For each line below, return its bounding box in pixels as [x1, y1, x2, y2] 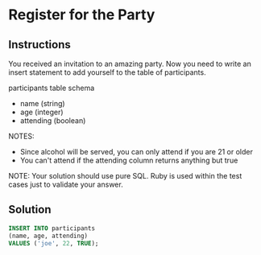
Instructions [8, 38, 71, 51]
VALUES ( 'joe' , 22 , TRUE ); [8, 239, 99, 247]
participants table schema [8, 83, 95, 93]
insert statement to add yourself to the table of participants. [8, 68, 207, 77]
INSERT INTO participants [8, 224, 95, 232]
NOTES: [8, 131, 35, 141]
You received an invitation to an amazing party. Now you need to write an [8, 59, 251, 68]
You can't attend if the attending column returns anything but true [19, 155, 238, 165]
